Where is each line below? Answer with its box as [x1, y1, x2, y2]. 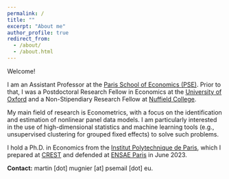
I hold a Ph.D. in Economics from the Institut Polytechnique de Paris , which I [7, 143, 221, 152]
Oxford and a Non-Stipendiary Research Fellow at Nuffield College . [7, 95, 197, 103]
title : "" [7, 16, 36, 23]
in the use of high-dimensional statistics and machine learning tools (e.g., [7, 123, 215, 131]
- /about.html [13, 49, 53, 56]
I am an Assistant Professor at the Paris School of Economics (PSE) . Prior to [7, 80, 221, 88]
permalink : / [7, 10, 45, 17]
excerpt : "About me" [7, 23, 67, 29]
